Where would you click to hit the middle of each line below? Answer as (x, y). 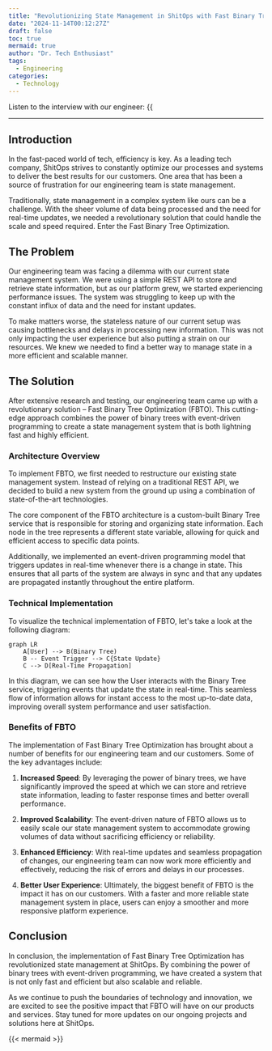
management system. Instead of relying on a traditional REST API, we (124, 482)
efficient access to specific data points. (74, 541)
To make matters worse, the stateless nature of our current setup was (125, 321)
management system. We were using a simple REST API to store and (123, 280)
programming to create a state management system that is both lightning (130, 426)
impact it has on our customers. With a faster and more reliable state (134, 893)
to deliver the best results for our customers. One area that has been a (125, 176)
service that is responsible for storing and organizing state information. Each (136, 523)
